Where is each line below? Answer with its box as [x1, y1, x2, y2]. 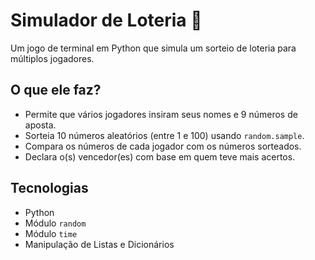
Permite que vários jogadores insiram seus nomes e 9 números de [24, 108, 298, 120]
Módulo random [24, 217, 87, 229]
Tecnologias [10, 180, 89, 197]
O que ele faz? [10, 82, 102, 99]
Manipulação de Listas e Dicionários [24, 238, 175, 250]
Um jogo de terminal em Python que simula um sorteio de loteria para [10, 42, 297, 54]
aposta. [24, 119, 57, 131]
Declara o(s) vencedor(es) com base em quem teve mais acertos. [24, 150, 296, 163]
